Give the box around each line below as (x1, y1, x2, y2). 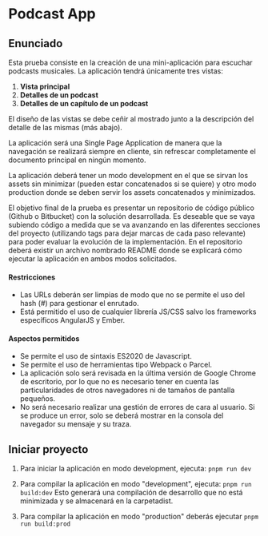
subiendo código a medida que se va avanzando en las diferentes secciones (8, 220, 261, 229)
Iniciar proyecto (8, 443, 89, 456)
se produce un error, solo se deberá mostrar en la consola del (19, 411, 224, 420)
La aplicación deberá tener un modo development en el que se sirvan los (8, 171, 249, 180)
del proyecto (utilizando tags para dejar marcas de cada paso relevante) (8, 228, 246, 238)
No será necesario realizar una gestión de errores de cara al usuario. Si (19, 403, 255, 412)
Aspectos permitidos (8, 333, 80, 343)
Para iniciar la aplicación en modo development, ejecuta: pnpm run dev (19, 464, 252, 474)
